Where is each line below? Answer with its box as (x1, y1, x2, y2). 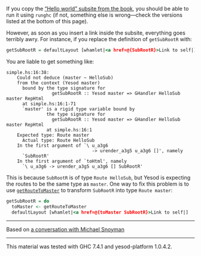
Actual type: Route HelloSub (22, 137, 95, 143)
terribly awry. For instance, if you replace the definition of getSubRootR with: (6, 36, 193, 42)
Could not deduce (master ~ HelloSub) (17, 75, 114, 81)
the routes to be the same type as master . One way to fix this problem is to (6, 180, 190, 187)
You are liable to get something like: (6, 58, 95, 65)
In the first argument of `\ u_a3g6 (17, 143, 109, 149)
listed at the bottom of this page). (6, 18, 89, 24)
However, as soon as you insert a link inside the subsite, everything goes (6, 29, 185, 36)
